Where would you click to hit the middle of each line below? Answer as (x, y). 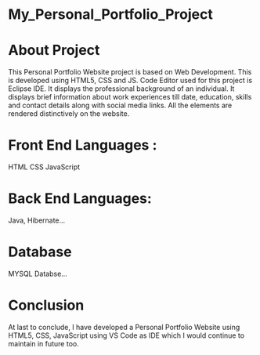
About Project (54, 51)
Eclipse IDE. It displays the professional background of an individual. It (121, 89)
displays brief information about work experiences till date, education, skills (130, 97)
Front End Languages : (83, 145)
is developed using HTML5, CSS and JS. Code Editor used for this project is (130, 81)
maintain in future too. (44, 343)
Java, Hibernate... (37, 220)
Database (40, 252)
